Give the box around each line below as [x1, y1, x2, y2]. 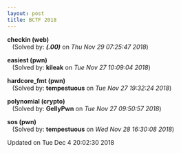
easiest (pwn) [7, 56, 47, 64]
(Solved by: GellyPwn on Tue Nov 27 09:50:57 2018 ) [12, 104, 162, 113]
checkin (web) [7, 35, 50, 43]
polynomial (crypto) [7, 97, 65, 105]
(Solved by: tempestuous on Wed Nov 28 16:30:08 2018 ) [12, 125, 175, 133]
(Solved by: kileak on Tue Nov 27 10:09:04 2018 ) [12, 63, 151, 71]
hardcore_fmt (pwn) [7, 76, 66, 84]
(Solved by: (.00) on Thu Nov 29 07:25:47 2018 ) [12, 43, 149, 51]
